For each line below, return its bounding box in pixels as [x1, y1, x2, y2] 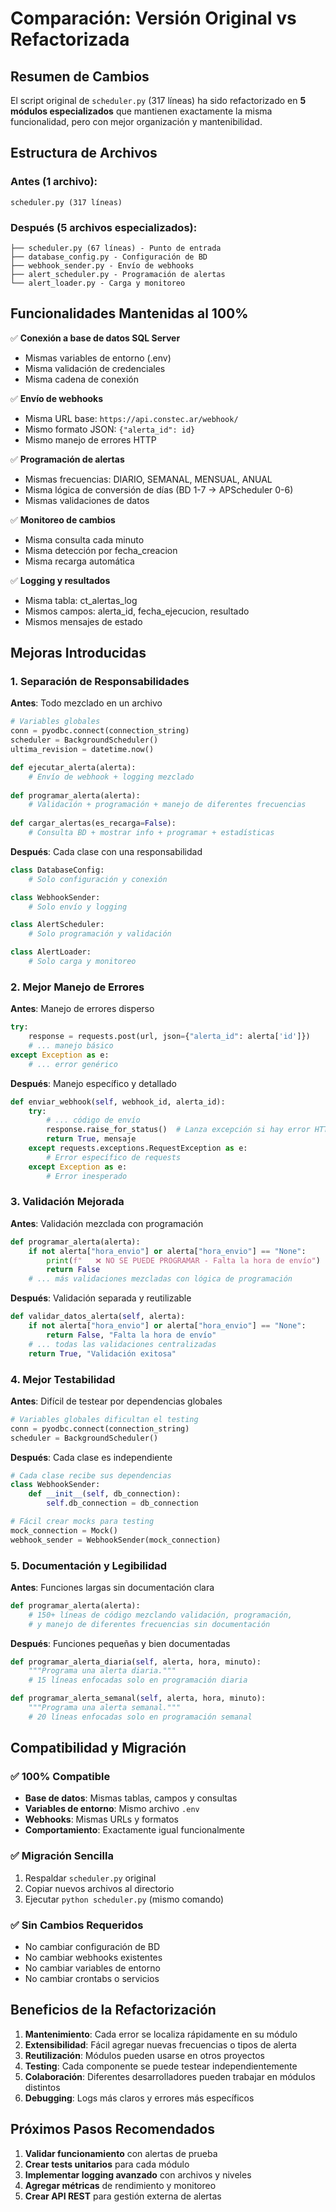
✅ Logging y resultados [10, 574, 111, 586]
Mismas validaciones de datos [24, 494, 150, 506]
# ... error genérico [28, 1059, 118, 1069]
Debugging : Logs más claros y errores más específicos [24, 2092, 255, 2104]
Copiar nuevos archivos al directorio [24, 1882, 175, 1894]
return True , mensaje [46, 1134, 137, 1144]
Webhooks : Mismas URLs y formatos [24, 1813, 179, 1826]
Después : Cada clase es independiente [10, 1451, 173, 1463]
